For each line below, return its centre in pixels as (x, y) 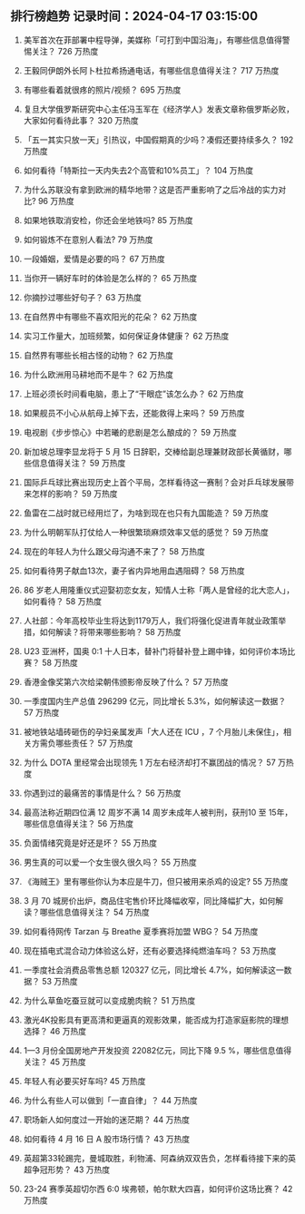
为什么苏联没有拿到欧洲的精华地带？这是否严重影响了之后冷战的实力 (151, 190)
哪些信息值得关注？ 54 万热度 (95, 912)
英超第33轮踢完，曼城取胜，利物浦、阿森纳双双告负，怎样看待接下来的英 (160, 1158)
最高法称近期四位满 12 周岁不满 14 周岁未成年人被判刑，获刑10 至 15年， (158, 812)
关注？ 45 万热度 (55, 1062)
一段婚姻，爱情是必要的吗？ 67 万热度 (94, 259)
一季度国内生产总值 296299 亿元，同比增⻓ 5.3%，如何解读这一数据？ (155, 700)
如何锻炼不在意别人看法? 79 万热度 (88, 240)
